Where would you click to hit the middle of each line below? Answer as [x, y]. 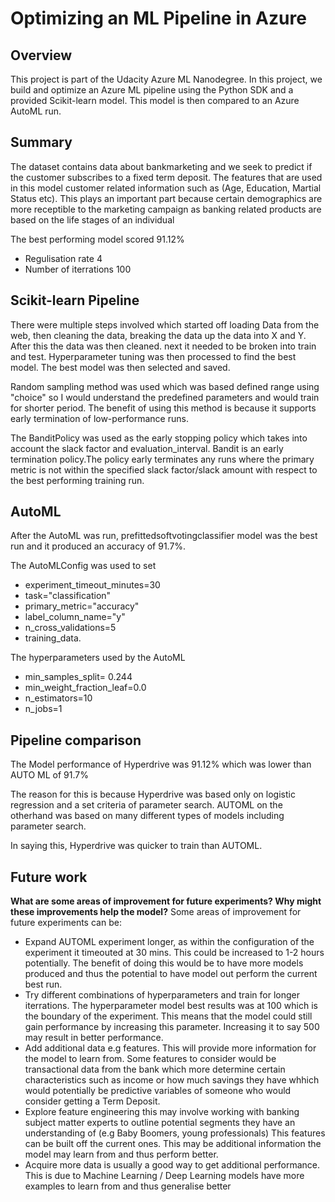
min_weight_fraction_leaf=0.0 [85, 688]
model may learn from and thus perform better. [121, 1154]
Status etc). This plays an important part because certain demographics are [166, 198]
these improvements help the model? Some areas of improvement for [156, 912]
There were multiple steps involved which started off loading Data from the [165, 324]
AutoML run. [36, 111]
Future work [49, 877]
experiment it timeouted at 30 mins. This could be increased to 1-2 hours [174, 953]
